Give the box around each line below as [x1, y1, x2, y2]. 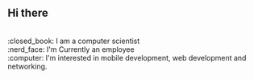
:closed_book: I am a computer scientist [7, 36, 140, 45]
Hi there [7, 6, 49, 20]
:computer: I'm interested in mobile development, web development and [7, 53, 247, 62]
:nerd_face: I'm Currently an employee [7, 44, 135, 54]
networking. [7, 61, 48, 71]
